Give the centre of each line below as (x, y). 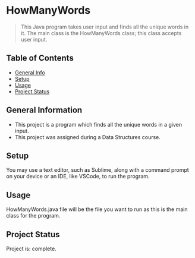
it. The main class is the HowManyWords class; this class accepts (101, 33)
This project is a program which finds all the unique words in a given (98, 124)
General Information (44, 110)
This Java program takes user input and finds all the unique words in (105, 27)
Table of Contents (40, 58)
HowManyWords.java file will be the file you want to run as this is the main (97, 209)
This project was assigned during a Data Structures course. (87, 137)
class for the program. (33, 216)
